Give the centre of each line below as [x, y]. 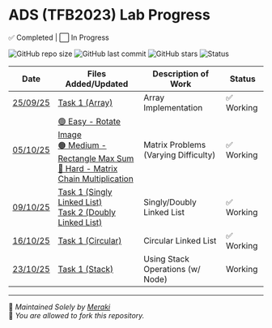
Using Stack [166, 259]
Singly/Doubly [170, 202]
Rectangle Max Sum [96, 158]
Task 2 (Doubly [87, 212]
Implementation [173, 107]
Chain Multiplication [96, 179]
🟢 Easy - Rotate [89, 121]
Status [243, 79]
